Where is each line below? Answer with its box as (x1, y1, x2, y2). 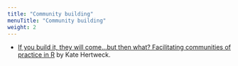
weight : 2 (7, 23, 37, 31)
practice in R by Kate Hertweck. (17, 50, 111, 59)
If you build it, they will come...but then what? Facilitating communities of (17, 43, 231, 52)
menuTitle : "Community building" (7, 17, 107, 24)
